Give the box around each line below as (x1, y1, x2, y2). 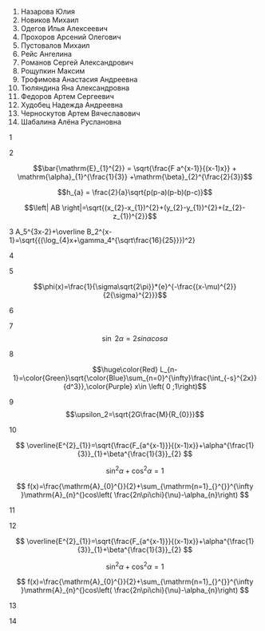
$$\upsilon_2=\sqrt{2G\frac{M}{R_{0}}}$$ (65, 410, 204, 419)
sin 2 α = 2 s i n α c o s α (101, 334, 168, 343)
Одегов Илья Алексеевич (20, 24, 109, 33)
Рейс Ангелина (20, 50, 73, 58)
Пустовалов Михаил (20, 41, 90, 50)
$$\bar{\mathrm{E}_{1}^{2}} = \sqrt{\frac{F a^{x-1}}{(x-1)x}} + (33, 164, 237, 173)
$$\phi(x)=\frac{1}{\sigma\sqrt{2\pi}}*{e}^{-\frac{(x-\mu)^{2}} (33, 282, 237, 291)
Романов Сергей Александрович (20, 58, 134, 67)
